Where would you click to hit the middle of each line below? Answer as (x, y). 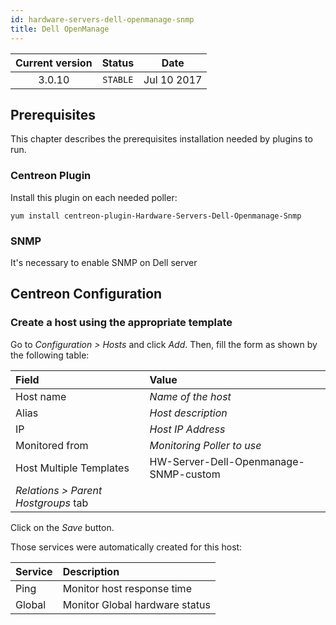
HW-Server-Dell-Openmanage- (227, 461)
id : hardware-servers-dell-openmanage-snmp (102, 19)
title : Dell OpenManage (60, 29)
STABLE (118, 79)
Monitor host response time (127, 588)
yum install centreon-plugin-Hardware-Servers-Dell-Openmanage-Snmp (156, 216)
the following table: (50, 355)
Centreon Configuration (86, 294)
